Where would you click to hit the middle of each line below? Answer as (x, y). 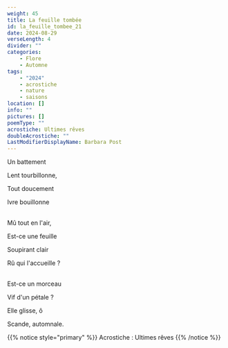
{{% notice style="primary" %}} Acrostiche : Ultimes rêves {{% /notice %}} (114, 338)
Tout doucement (30, 189)
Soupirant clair (28, 250)
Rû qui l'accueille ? (34, 263)
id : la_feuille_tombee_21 (44, 26)
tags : (15, 71)
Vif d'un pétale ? (30, 297)
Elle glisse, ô (25, 311)
